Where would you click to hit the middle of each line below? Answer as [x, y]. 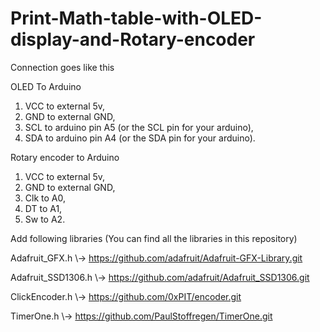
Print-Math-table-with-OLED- [136, 18]
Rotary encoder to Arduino [65, 157]
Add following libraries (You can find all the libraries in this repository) [154, 238]
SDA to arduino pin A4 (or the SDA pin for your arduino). [140, 138]
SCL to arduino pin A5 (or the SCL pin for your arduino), [139, 127]
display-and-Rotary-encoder [133, 39]
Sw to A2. [45, 219]
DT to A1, [43, 208]
